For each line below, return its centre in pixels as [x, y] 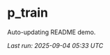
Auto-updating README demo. [52, 32]
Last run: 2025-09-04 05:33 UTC [55, 45]
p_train [28, 13]
